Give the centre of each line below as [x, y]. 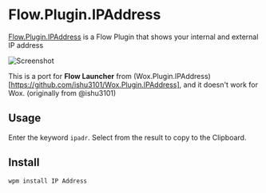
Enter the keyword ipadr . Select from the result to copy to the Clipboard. [127, 137]
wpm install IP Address [48, 181]
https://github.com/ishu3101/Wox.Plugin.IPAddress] [95, 85]
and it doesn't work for [220, 85]
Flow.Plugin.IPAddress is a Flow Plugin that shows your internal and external [133, 37]
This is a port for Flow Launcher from [70, 76]
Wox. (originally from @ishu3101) [62, 93]
